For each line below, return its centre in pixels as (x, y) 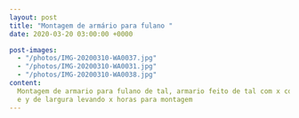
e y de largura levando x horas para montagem (105, 99)
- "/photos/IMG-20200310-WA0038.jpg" (87, 75)
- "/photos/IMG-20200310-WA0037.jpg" (87, 59)
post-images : (33, 50)
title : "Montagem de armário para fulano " (91, 26)
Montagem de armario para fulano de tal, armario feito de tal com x (149, 91)
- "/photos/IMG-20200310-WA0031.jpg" (87, 67)
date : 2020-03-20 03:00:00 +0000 (71, 34)
